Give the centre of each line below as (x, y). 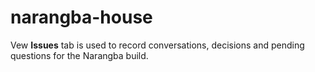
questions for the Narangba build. (79, 55)
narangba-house (81, 17)
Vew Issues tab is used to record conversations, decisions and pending (157, 45)
